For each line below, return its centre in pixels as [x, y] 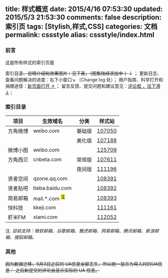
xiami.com [45, 217]
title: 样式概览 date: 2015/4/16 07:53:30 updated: [84, 9]
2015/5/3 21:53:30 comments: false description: [83, 18]
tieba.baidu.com [53, 188]
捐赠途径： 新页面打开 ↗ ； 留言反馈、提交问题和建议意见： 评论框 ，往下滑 [83, 86]
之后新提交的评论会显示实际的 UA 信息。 [57, 270]
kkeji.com [45, 208]
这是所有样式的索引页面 [30, 62]
